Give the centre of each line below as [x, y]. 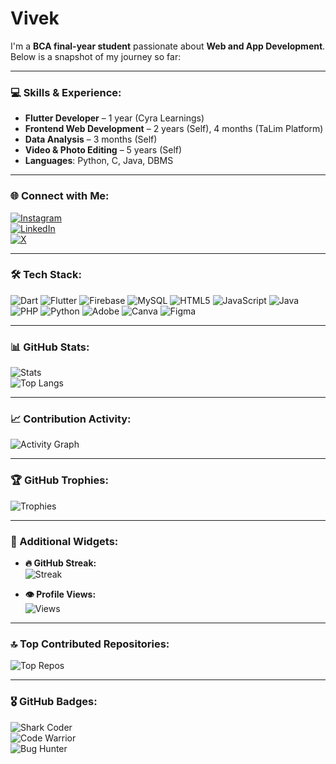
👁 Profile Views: [60, 594]
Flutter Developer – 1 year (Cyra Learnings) [114, 118]
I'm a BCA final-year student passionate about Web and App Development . [168, 46]
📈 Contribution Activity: [71, 419]
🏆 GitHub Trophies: [59, 480]
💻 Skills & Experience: [66, 92]
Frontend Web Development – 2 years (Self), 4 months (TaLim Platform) [174, 129]
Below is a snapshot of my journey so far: [96, 56]
